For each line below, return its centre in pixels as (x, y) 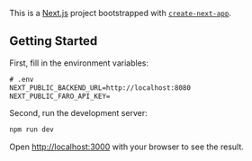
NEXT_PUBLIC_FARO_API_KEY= (60, 96)
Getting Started (54, 41)
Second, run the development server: (78, 113)
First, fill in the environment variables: (79, 63)
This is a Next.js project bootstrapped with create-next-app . (121, 13)
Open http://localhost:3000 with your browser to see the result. (127, 147)
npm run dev (31, 130)
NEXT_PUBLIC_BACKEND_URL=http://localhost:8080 (100, 88)
